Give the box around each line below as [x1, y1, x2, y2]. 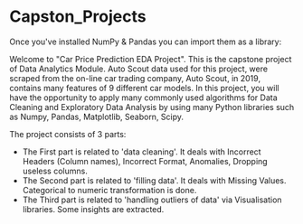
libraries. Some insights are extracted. [22, 203, 165, 214]
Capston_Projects [9, 6, 147, 27]
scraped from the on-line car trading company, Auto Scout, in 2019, [9, 72, 260, 83]
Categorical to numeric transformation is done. [22, 184, 197, 195]
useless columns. [22, 165, 88, 176]
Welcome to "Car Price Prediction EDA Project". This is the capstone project [9, 53, 292, 64]
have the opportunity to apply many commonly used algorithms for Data [9, 92, 278, 103]
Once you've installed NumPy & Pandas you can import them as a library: [9, 36, 282, 47]
